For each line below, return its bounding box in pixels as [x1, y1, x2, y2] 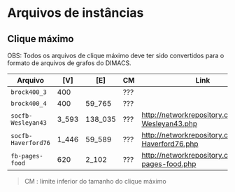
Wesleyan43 [10, 119, 47, 127]
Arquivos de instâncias [7, 5, 144, 21]
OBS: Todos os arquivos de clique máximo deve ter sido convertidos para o [7, 51, 225, 60]
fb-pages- [10, 152, 43, 160]
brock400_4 [10, 100, 47, 107]
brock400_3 [10, 88, 47, 96]
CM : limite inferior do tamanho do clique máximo [24, 177, 166, 185]
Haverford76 [10, 139, 51, 146]
